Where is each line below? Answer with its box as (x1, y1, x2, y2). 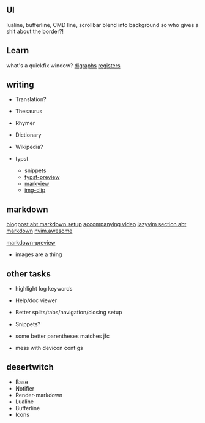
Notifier (15, 384, 35, 392)
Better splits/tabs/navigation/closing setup (15, 309, 122, 316)
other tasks (6, 269, 51, 279)
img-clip (24, 186, 46, 194)
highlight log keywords (15, 285, 73, 292)
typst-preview (24, 173, 60, 181)
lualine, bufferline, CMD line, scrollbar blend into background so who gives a (6, 21, 199, 28)
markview (24, 180, 50, 188)
